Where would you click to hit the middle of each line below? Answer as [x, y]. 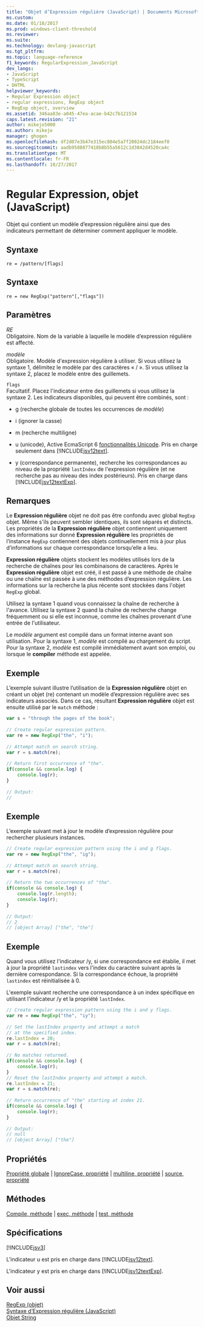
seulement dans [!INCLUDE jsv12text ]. [62, 451]
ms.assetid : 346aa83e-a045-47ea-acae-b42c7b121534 [72, 114]
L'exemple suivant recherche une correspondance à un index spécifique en [100, 993]
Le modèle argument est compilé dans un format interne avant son [90, 635]
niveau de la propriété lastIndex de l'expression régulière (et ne [95, 469]
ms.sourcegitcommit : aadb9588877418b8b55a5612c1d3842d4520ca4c [88, 147]
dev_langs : [20, 68]
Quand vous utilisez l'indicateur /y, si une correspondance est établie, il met [101, 961]
